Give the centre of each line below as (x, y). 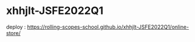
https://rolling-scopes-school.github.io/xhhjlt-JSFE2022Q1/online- (108, 27)
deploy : (16, 27)
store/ (13, 33)
